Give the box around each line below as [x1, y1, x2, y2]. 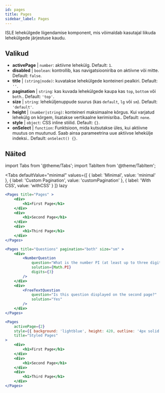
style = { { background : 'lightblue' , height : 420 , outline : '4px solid [14, 329, 160, 334]
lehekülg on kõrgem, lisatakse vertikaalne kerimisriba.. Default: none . [12, 114, 151, 120]
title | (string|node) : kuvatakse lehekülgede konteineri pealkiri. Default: [12, 78, 158, 84]
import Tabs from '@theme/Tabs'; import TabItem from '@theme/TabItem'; [5, 163, 156, 168]
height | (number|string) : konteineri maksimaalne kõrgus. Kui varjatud [12, 109, 155, 115]
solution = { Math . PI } [31, 265, 71, 270]
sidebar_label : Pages [5, 16, 50, 21]
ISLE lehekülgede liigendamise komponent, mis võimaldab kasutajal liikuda [5, 30, 156, 36]
